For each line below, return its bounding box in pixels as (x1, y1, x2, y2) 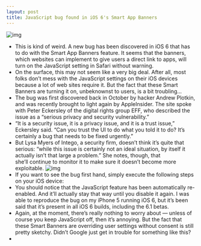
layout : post (6, 8, 39, 15)
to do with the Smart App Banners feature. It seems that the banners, (14, 49, 187, 56)
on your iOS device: (14, 177, 64, 184)
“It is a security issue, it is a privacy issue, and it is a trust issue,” (14, 119, 175, 127)
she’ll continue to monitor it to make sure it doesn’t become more (14, 158, 176, 165)
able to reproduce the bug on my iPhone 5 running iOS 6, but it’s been (14, 197, 188, 204)
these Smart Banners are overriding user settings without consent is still (14, 222, 194, 229)
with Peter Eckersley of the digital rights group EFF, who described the (14, 107, 191, 114)
